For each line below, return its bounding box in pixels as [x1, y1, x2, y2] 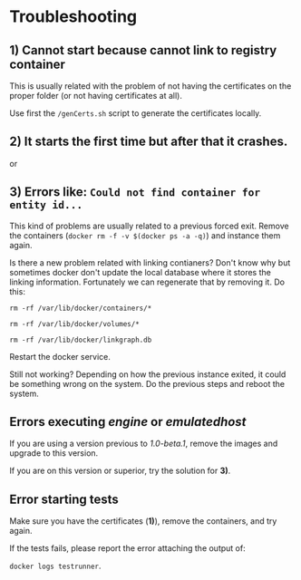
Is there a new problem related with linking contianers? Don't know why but [9, 256, 291, 268]
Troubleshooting [9, 6, 138, 27]
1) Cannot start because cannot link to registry [9, 43, 277, 58]
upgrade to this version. [9, 448, 99, 459]
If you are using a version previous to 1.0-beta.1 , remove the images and [9, 438, 278, 449]
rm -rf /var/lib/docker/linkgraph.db [9, 335, 152, 344]
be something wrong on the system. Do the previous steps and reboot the [9, 378, 286, 389]
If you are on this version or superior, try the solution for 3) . [9, 465, 231, 477]
